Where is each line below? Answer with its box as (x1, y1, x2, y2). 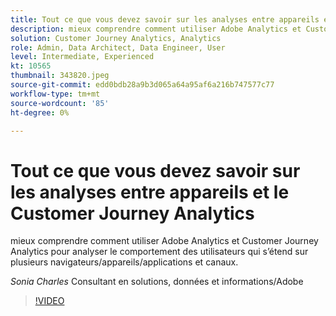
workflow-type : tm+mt (10, 89, 101, 99)
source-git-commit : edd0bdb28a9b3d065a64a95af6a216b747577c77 (10, 80, 275, 90)
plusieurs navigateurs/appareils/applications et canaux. (10, 256, 239, 268)
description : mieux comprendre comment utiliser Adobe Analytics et (10, 24, 302, 34)
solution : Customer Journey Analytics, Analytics (10, 33, 222, 43)
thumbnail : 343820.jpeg (10, 71, 110, 81)
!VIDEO (34, 295, 65, 307)
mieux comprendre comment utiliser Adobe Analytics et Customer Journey (10, 235, 319, 247)
